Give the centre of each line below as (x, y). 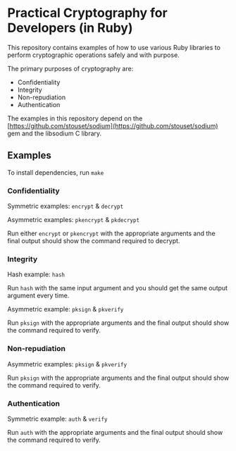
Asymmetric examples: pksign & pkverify (67, 364)
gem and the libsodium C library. (55, 133)
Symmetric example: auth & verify (57, 419)
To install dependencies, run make (56, 172)
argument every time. (38, 296)
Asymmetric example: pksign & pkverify (66, 309)
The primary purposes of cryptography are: (70, 68)
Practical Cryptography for (87, 13)
